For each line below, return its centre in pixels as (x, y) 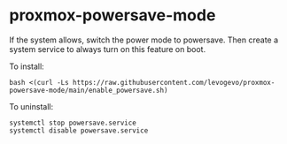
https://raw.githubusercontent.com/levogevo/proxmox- (174, 82)
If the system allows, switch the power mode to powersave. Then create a (144, 40)
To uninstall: (31, 106)
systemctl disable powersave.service (79, 130)
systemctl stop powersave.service (73, 123)
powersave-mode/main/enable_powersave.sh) (89, 90)
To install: (27, 66)
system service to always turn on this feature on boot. (108, 49)
